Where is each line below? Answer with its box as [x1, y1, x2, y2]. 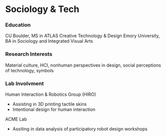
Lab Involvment [5, 80, 44, 87]
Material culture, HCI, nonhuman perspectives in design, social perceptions [5, 62, 161, 68]
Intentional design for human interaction [12, 106, 96, 112]
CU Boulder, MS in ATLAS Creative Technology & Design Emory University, [5, 33, 160, 39]
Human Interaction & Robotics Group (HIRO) [5, 91, 97, 97]
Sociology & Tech [5, 4, 79, 15]
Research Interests [5, 51, 53, 58]
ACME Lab [5, 116, 27, 122]
